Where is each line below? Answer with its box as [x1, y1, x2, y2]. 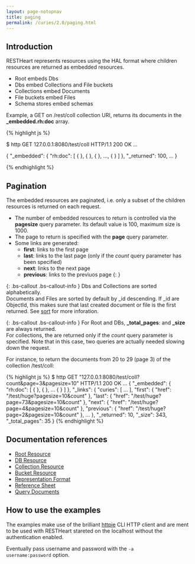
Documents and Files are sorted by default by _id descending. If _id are [6, 295, 180, 302]
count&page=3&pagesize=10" [6, 380, 79, 386]
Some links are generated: [14, 240, 79, 246]
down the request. [6, 344, 51, 351]
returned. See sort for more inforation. [6, 308, 99, 314]
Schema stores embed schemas [14, 100, 93, 107]
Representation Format [14, 475, 71, 482]
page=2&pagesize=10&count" [6, 411, 79, 418]
